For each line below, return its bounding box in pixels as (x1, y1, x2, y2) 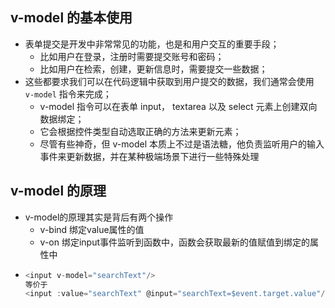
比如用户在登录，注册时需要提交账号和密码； (39, 50, 225, 62)
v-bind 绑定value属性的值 (39, 223, 145, 235)
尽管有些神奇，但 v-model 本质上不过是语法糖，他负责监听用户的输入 (39, 138, 325, 150)
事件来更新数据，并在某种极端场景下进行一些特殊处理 (39, 150, 260, 162)
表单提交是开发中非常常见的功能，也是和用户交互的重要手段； (24, 38, 280, 50)
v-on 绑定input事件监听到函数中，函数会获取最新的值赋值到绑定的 (39, 236, 311, 248)
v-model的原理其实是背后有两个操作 (24, 211, 174, 223)
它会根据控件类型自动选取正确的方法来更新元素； (39, 125, 242, 137)
